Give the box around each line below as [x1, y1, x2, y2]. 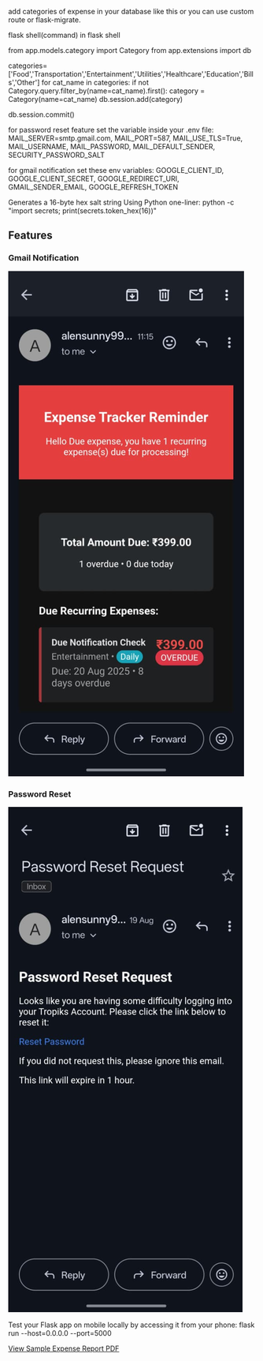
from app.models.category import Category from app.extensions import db [8, 46, 252, 54]
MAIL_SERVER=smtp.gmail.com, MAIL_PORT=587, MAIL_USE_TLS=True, [8, 133, 243, 143]
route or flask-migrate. [8, 15, 81, 24]
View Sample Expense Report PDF [8, 1344, 120, 1353]
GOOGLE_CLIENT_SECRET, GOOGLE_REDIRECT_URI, [8, 174, 180, 183]
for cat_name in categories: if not [41, 78, 150, 87]
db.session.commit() [8, 110, 75, 119]
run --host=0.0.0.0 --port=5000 [8, 1328, 112, 1337]
